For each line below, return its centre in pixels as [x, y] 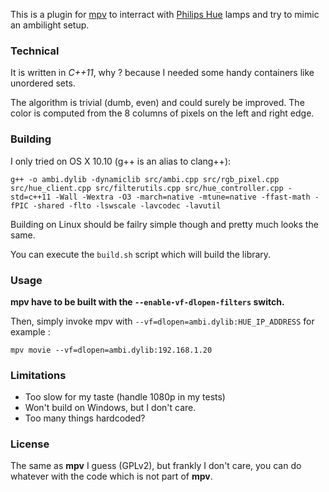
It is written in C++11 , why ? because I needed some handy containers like [162, 73]
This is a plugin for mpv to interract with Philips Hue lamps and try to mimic [165, 14]
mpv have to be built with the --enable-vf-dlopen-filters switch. [147, 301]
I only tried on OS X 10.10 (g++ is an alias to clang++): [121, 161]
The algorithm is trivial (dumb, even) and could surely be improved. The [157, 103]
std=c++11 [31, 197]
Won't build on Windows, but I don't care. [110, 408]
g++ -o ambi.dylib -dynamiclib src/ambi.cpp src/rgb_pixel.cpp [145, 179]
